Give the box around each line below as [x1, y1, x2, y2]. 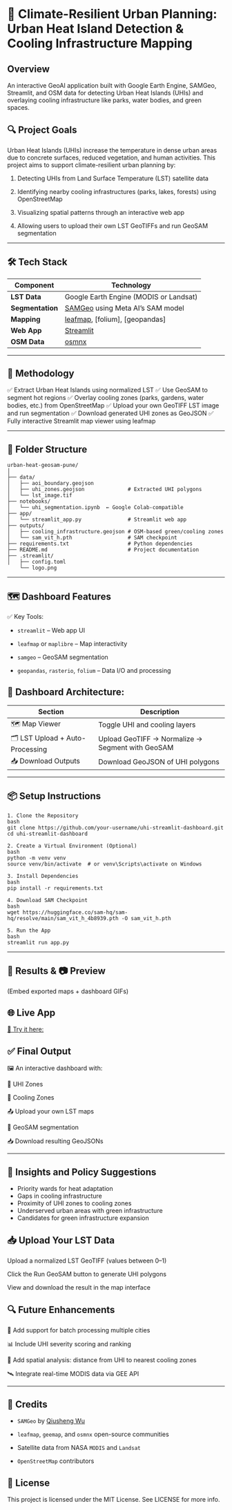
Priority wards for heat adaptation [17, 1184, 113, 1192]
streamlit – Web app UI [17, 627, 85, 635]
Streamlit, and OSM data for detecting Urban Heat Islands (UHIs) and [7, 89, 204, 97]
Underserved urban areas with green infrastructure [17, 1206, 164, 1214]
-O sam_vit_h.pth [121, 915, 171, 921]
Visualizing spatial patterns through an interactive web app [17, 208, 185, 216]
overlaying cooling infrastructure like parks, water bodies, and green [7, 96, 202, 104]
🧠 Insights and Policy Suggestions [7, 1166, 157, 1178]
